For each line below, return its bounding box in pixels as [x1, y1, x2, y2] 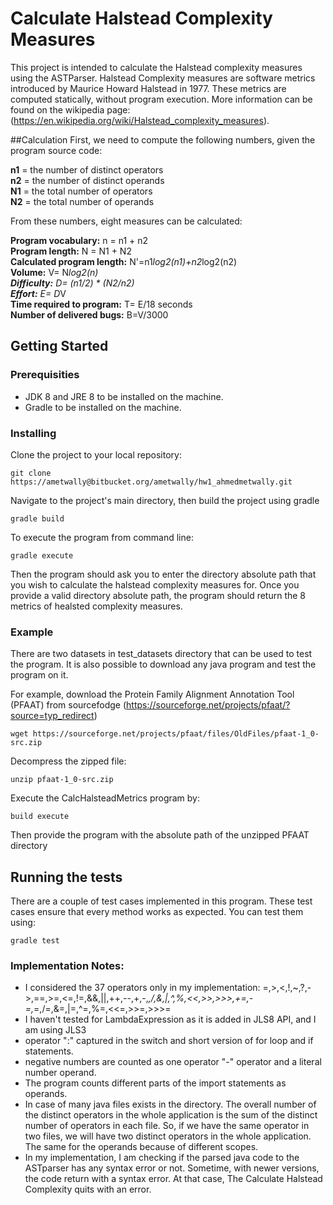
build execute [10, 812, 70, 822]
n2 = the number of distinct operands [10, 174, 165, 186]
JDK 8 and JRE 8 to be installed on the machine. [24, 390, 224, 402]
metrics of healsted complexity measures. [10, 600, 183, 612]
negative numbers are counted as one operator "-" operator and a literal [24, 1056, 322, 1068]
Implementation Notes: [10, 958, 125, 972]
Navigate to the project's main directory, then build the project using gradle [10, 494, 320, 506]
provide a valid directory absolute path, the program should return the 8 [10, 589, 307, 601]
